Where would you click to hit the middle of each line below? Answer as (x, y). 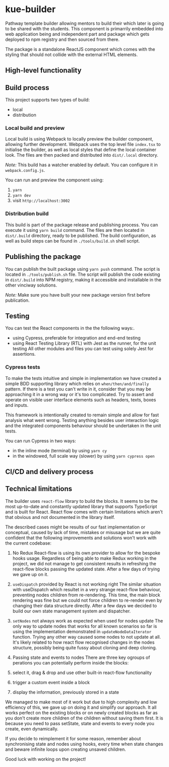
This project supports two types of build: (47, 100)
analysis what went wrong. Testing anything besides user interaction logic (82, 420)
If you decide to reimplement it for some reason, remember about (73, 738)
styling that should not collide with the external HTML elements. (71, 55)
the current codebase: (28, 543)
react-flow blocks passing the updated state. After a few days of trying (86, 569)
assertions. (24, 354)
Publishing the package (43, 257)
